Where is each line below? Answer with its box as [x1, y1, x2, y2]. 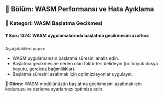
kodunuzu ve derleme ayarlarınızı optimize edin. [5, 86, 104, 92]
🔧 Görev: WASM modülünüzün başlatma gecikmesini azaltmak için [5, 81, 142, 87]
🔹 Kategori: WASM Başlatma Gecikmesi [5, 20, 103, 27]
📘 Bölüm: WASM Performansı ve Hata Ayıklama [5, 5, 155, 13]
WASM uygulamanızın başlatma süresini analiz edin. [12, 55, 120, 61]
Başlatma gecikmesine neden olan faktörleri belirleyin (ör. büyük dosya [12, 60, 158, 66]
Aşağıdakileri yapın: [5, 45, 46, 51]
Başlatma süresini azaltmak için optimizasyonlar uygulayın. [12, 71, 133, 77]
